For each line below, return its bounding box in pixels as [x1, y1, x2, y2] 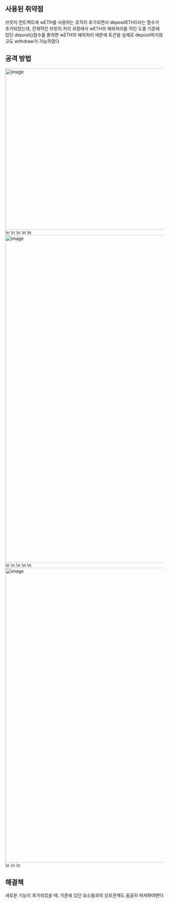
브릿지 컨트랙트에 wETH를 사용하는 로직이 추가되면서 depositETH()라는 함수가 [5, 19, 159, 25]
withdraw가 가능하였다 [14, 38, 59, 44]
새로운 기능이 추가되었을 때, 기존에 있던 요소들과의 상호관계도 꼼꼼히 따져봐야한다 [5, 892, 164, 898]
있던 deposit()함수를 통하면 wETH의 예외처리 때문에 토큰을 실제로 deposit [5, 32, 151, 38]
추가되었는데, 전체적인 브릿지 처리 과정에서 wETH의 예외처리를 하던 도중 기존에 [5, 25, 160, 31]
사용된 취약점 [5, 5, 44, 14]
